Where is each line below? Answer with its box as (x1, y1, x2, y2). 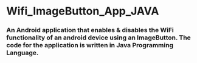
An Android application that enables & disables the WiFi (6, 26, 175, 35)
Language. (6, 48, 39, 57)
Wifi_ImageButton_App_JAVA (6, 4, 159, 18)
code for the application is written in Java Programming (6, 41, 174, 50)
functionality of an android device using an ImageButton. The (6, 33, 192, 42)
